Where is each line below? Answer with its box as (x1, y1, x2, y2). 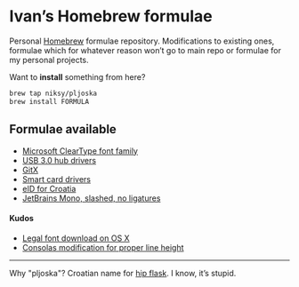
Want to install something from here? (9, 71, 146, 82)
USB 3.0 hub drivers (21, 155, 96, 165)
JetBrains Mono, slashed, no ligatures (21, 193, 161, 203)
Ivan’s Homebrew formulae (9, 6, 213, 27)
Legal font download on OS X (21, 233, 131, 243)
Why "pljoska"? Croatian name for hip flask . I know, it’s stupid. (9, 267, 237, 278)
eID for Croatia (21, 183, 77, 194)
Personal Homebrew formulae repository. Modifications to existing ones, (9, 36, 275, 46)
